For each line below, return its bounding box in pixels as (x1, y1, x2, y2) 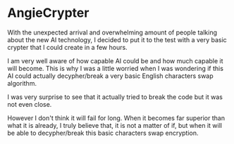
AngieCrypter (7, 5, 90, 21)
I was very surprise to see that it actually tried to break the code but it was (7, 93, 223, 101)
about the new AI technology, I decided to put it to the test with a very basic (7, 35, 227, 44)
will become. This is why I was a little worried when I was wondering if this (7, 64, 224, 72)
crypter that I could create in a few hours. (7, 43, 128, 51)
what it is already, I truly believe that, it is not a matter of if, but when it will (7, 121, 222, 129)
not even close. (7, 100, 52, 108)
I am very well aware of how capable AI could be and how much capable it (7, 56, 223, 65)
